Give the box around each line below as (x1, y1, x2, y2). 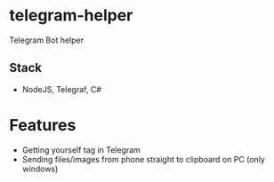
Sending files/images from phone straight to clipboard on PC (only (21, 154, 265, 164)
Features (9, 115, 77, 135)
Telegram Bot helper (9, 35, 85, 45)
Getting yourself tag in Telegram (21, 144, 141, 155)
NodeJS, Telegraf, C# (21, 83, 102, 94)
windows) (21, 163, 59, 174)
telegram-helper (9, 5, 133, 26)
